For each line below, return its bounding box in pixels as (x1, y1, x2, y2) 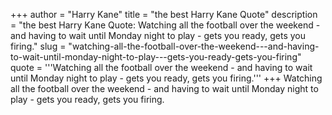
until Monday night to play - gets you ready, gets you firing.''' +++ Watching (10, 72, 323, 84)
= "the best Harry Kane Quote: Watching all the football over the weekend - (10, 19, 321, 31)
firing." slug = (10, 40, 67, 52)
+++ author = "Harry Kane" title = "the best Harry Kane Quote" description (10, 9, 318, 20)
